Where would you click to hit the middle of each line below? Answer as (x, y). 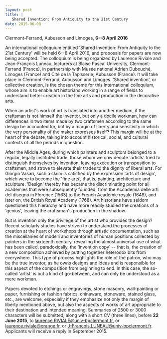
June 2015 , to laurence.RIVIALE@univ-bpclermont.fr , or (62, 320)
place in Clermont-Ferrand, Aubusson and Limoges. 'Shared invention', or (81, 80)
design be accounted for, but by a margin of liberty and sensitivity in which (82, 127)
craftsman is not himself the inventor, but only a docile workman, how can (81, 116)
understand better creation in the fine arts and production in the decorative (82, 96)
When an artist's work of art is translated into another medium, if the (75, 111)
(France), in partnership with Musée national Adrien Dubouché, (87, 69)
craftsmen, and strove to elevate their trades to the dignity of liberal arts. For (83, 168)
